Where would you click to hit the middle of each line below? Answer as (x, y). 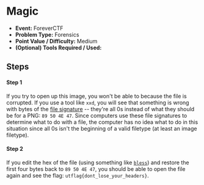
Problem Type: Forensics (47, 34)
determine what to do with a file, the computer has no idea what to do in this (102, 122)
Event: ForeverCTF (39, 28)
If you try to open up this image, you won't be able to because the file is (97, 96)
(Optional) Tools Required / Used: (58, 48)
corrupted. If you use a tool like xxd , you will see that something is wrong (98, 103)
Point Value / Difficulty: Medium (56, 41)
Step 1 (14, 82)
